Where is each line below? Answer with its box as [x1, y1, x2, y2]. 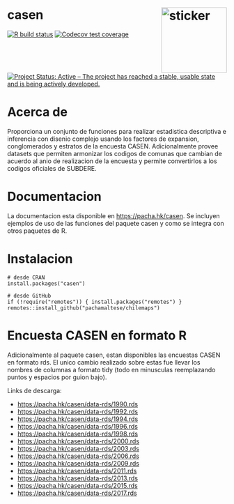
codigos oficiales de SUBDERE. [7, 165, 97, 173]
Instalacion [7, 251, 73, 267]
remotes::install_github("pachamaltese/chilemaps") [7, 305, 160, 312]
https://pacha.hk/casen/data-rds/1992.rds [17, 407, 138, 415]
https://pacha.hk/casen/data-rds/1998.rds [17, 429, 138, 438]
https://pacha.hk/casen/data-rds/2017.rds [17, 489, 137, 497]
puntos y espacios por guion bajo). [7, 373, 107, 381]
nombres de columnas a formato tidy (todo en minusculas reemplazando [7, 365, 216, 374]
